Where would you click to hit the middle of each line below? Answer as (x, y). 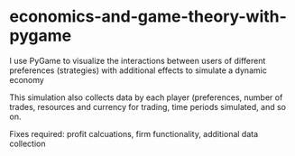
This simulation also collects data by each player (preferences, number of (146, 97)
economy (27, 79)
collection (28, 143)
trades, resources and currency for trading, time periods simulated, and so (148, 106)
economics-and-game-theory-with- (148, 17)
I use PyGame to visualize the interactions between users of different (138, 60)
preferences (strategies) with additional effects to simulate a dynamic (138, 70)
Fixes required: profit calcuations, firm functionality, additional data (134, 133)
